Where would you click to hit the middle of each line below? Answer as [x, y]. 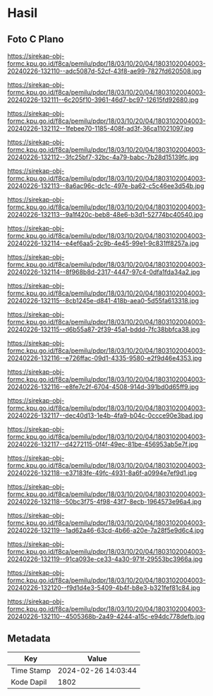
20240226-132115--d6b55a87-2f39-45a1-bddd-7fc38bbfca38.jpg [104, 329]
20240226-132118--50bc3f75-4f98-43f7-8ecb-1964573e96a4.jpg [105, 502]
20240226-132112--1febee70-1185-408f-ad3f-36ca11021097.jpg [101, 128]
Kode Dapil [29, 682]
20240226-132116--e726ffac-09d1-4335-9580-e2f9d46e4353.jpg [105, 358]
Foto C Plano [36, 39]
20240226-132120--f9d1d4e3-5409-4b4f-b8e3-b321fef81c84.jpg [104, 588]
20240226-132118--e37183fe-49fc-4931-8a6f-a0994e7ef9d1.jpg [102, 473]
